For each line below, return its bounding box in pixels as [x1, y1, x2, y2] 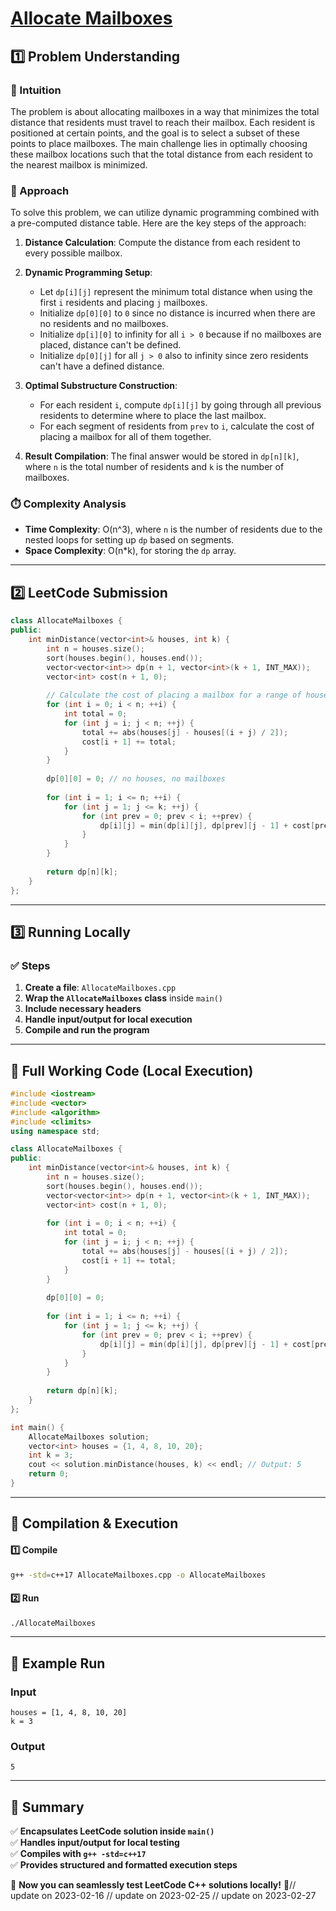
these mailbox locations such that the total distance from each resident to [10, 148, 313, 160]
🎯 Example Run [10, 1655, 106, 1672]
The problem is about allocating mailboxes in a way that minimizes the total [10, 105, 320, 117]
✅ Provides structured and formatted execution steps [10, 1859, 238, 1871]
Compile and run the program [24, 1024, 150, 1036]
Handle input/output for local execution [24, 1013, 193, 1026]
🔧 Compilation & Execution [10, 1515, 179, 1532]
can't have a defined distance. [39, 360, 165, 372]
